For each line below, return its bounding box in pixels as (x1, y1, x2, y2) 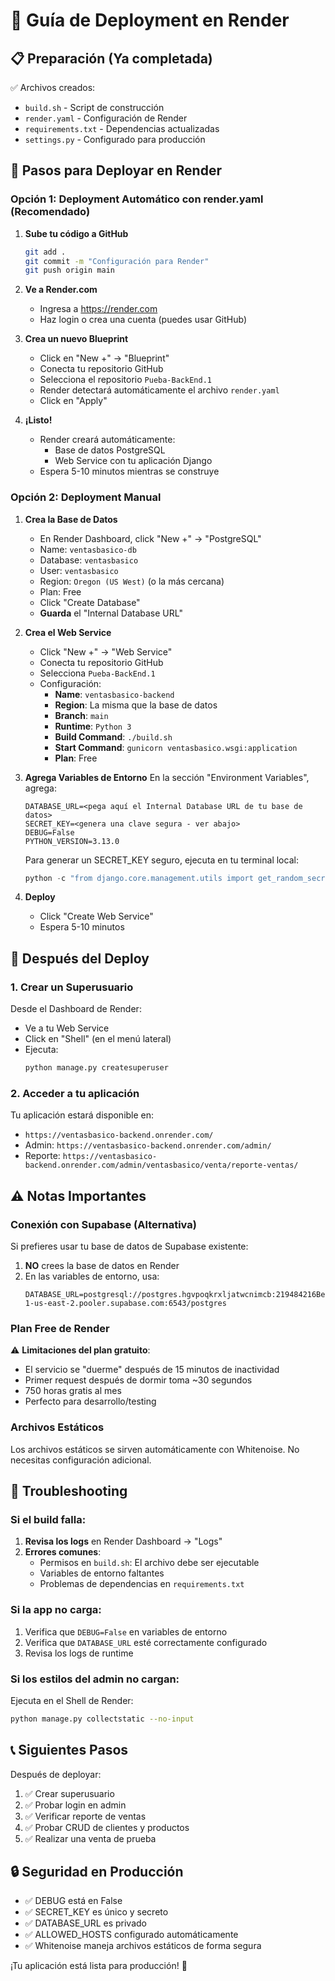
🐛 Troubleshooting (10, 1483, 128, 1500)
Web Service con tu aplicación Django (54, 455, 213, 467)
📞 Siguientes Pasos (10, 1742, 129, 1759)
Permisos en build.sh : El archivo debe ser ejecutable (39, 1557, 260, 1569)
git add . (24, 247, 67, 257)
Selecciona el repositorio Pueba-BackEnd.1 (39, 374, 212, 386)
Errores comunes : (24, 1546, 102, 1558)
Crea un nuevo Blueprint (24, 333, 129, 345)
